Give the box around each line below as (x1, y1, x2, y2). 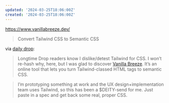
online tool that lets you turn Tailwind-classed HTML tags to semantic (17, 66, 162, 72)
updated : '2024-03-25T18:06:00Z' (5, 7, 76, 13)
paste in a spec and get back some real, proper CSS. (17, 92, 128, 98)
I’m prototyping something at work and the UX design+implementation (17, 81, 164, 87)
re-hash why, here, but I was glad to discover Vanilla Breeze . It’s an (17, 61, 157, 67)
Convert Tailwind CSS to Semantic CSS (17, 36, 99, 42)
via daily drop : (5, 45, 35, 51)
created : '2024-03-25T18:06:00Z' (5, 12, 76, 17)
